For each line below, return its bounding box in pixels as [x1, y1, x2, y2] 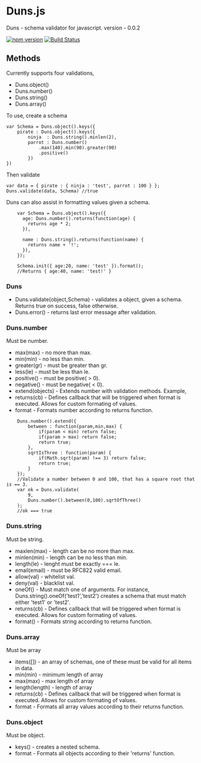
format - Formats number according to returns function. [14, 407, 153, 414]
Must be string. [6, 535, 44, 543]
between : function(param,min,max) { [28, 424, 122, 430]
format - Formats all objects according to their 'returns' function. [14, 750, 176, 757]
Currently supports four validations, [6, 69, 94, 77]
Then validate [6, 171, 40, 178]
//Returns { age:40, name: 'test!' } [17, 268, 112, 274]
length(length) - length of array [14, 683, 92, 691]
